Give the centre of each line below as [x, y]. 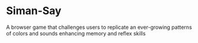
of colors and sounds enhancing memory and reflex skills [76, 33]
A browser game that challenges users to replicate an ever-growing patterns [99, 27]
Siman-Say [34, 11]
